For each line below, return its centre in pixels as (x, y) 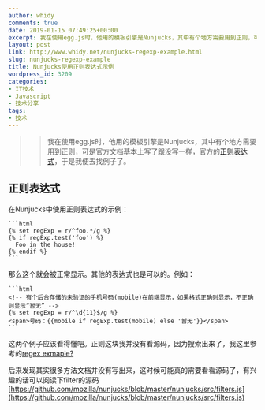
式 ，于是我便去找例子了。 (89, 161)
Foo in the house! (46, 244)
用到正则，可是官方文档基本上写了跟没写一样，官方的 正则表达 (147, 151)
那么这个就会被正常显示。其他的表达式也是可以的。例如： (101, 274)
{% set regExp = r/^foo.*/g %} (60, 231)
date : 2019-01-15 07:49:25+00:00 (63, 30)
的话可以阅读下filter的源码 (57, 380)
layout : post (30, 45)
